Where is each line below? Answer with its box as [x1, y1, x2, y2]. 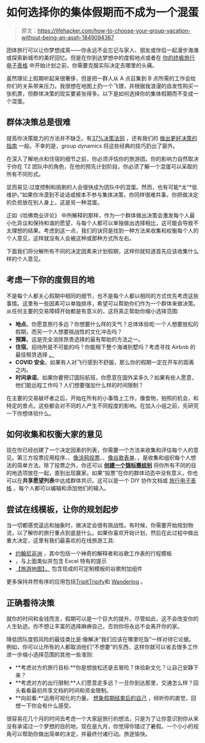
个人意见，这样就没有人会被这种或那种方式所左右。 [6, 234, 135, 242]
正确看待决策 [6, 598, 55, 608]
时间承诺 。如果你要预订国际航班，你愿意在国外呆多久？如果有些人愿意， [15, 374, 197, 381]
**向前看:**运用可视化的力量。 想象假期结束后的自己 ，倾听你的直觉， [15, 694, 191, 701]
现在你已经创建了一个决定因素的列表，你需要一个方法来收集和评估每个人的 [6, 446, 193, 454]
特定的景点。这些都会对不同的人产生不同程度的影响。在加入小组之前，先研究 [6, 402, 199, 409]
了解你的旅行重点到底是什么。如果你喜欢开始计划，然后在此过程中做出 [22, 529, 199, 537]
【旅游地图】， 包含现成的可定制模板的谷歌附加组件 [15, 565, 143, 573]
